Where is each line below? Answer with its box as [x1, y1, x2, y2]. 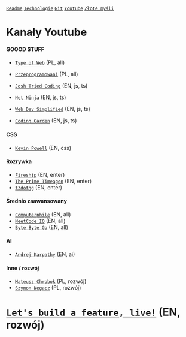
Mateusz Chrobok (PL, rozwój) [14, 278, 87, 285]
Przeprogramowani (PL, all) [14, 71, 78, 78]
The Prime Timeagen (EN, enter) [14, 177, 92, 185]
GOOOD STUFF [6, 46, 45, 53]
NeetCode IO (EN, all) [14, 218, 66, 224]
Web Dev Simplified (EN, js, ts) [14, 106, 91, 113]
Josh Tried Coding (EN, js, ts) [14, 82, 88, 89]
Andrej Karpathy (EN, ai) [14, 251, 75, 258]
